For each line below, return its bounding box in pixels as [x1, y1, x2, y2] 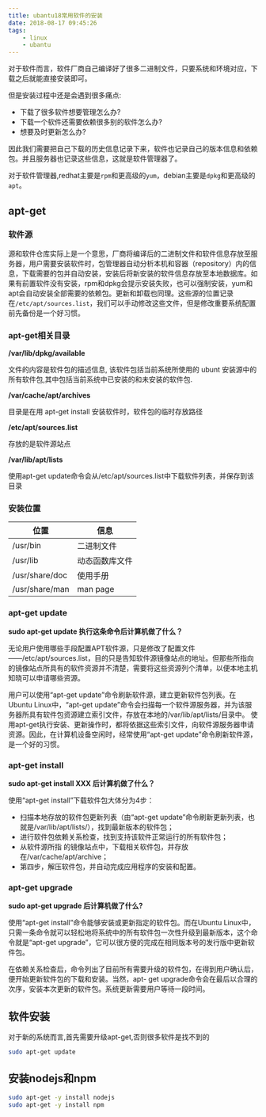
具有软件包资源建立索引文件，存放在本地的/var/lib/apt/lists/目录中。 [28, 710, 249, 719]
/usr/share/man [12, 584, 70, 595]
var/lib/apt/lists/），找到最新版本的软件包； [36, 822, 174, 832]
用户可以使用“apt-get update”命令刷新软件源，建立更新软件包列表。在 [8, 690, 237, 700]
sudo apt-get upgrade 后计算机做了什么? [8, 901, 143, 911]
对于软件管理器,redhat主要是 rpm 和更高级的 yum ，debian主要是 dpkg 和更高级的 [8, 171, 256, 181]
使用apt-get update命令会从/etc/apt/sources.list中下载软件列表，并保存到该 [8, 471, 255, 481]
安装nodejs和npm [8, 1072, 97, 1085]
